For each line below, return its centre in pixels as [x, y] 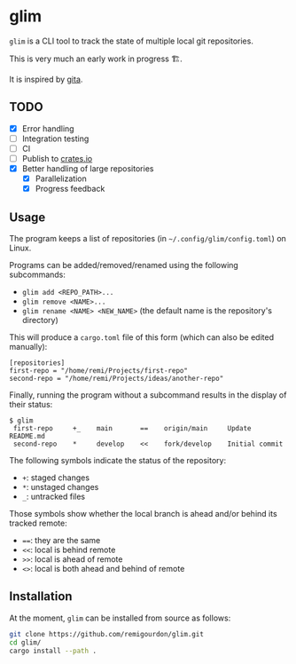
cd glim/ [25, 642]
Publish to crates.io [57, 158]
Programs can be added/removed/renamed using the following [124, 265]
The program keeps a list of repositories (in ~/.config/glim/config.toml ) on [148, 238]
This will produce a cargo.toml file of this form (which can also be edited [142, 337]
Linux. [20, 248]
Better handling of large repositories [88, 169]
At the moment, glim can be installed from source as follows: [120, 618]
